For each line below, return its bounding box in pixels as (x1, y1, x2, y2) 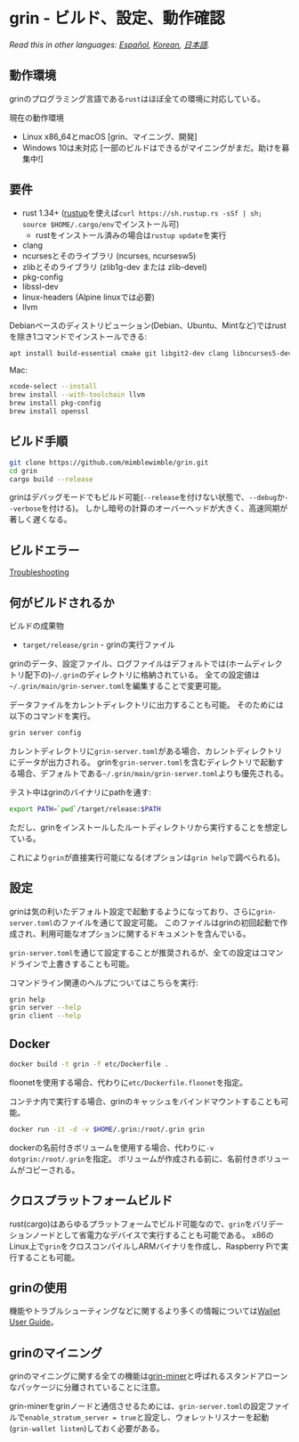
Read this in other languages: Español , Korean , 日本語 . (9, 39, 210, 50)
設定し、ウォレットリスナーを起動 (143, 1412, 270, 1422)
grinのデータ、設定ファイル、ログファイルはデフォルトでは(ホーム (9, 659, 252, 668)
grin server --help (9, 1004, 82, 1012)
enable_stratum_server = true (25, 1413, 137, 1422)
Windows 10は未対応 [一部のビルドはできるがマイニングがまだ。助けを (21, 142, 282, 152)
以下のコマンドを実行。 (9, 710, 95, 721)
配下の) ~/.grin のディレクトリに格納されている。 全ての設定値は (24, 669, 260, 680)
